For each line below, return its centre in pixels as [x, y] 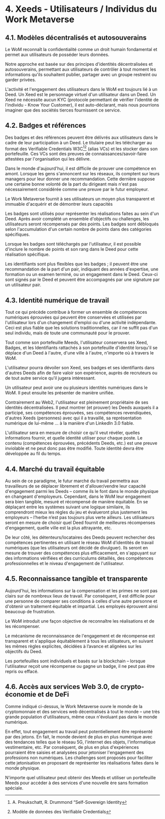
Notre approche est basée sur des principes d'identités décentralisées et [79, 64]
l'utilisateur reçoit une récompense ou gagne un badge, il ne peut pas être [80, 666]
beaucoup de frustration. [30, 611]
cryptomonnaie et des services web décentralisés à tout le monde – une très [82, 711]
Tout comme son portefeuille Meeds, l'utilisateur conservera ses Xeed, [77, 343]
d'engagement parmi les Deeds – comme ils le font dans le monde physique [82, 491]
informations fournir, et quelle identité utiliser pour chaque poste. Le [74, 438]
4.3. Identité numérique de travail [57, 300]
